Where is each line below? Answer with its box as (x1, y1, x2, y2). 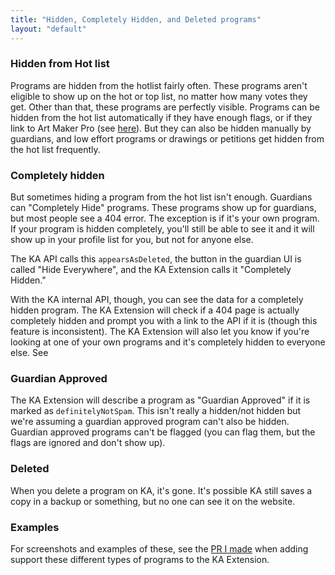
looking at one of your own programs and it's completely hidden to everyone (10, 336, 326, 348)
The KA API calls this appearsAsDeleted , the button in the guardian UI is (10, 253, 302, 265)
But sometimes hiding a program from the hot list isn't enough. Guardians (10, 191, 313, 203)
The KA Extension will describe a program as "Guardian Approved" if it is (10, 394, 311, 406)
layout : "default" (10, 24, 87, 34)
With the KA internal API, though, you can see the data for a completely (10, 294, 304, 306)
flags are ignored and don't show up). (10, 437, 166, 449)
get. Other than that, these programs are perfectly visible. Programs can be (10, 101, 321, 113)
